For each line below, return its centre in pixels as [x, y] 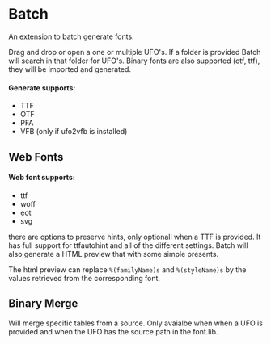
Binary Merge [43, 304]
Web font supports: [42, 178]
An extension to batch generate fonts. [72, 36]
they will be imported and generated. [70, 69]
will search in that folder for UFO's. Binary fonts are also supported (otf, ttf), [134, 61]
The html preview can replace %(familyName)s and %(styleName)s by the [127, 269]
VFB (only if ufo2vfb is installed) [74, 132]
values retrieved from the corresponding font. [84, 278]
